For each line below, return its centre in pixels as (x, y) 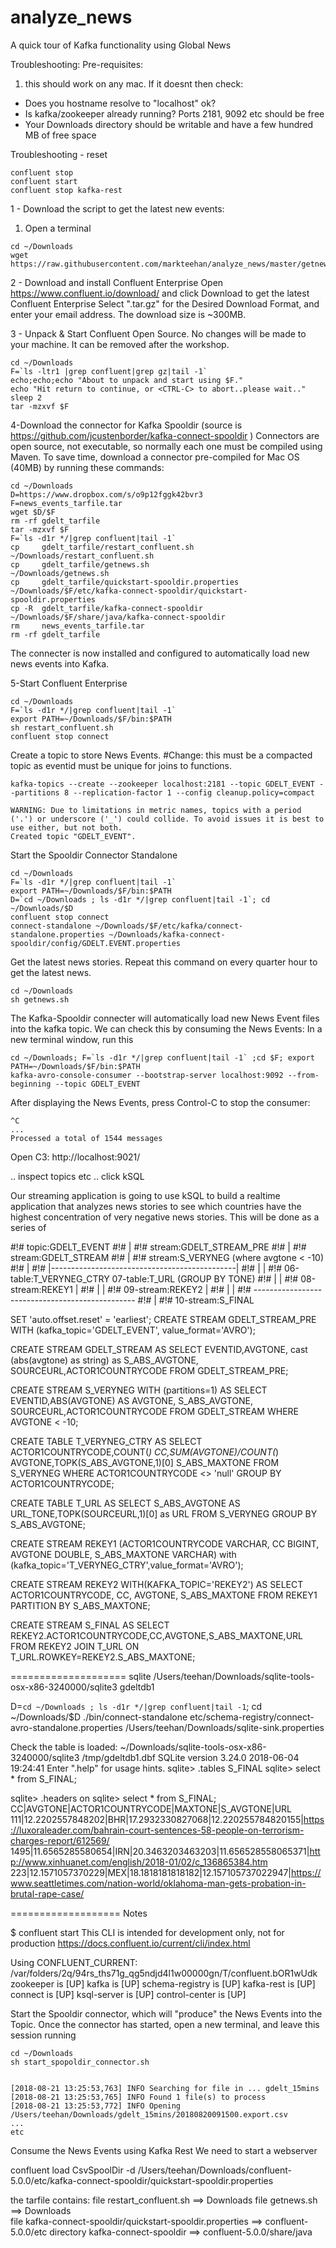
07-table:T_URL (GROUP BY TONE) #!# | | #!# (205, 1278)
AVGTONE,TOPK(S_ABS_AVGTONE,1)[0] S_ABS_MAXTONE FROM (145, 1462)
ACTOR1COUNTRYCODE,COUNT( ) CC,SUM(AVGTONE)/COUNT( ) (145, 1452)
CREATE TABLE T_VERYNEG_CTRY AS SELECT (106, 1441)
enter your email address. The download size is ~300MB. (128, 314)
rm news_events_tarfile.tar (77, 626)
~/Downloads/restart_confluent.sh (82, 556)
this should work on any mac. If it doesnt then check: (134, 83)
